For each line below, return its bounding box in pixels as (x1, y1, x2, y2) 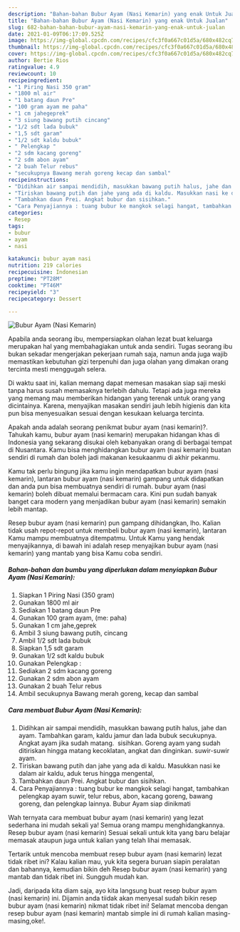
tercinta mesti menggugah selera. (8, 365, 107, 374)
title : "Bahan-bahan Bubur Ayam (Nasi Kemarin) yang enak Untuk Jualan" (8, 17, 229, 24)
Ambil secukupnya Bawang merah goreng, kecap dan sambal (18, 690, 199, 698)
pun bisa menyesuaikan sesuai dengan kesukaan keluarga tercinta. (8, 409, 205, 418)
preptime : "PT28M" (8, 275, 63, 282)
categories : (8, 210, 43, 217)
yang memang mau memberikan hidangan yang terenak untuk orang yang (8, 394, 226, 403)
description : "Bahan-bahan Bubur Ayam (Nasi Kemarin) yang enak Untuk (8, 10, 222, 18)
